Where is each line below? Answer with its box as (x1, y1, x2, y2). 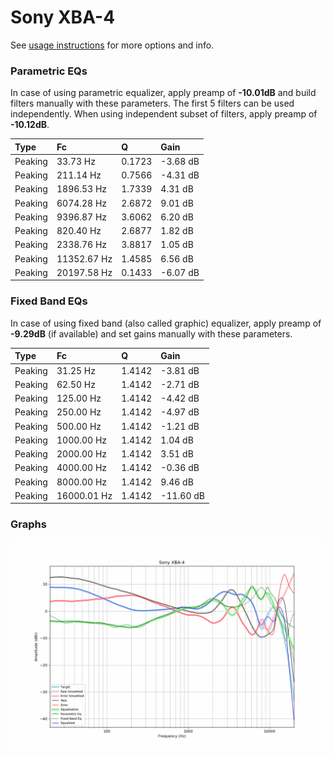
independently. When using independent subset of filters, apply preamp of (10, 108, 318, 120)
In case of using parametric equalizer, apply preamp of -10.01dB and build (10, 87, 317, 99)
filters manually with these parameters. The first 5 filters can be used (10, 97, 295, 110)
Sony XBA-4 (10, 6, 116, 29)
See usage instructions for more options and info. (10, 39, 215, 51)
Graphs (10, 517, 47, 531)
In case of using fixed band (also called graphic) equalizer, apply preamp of (10, 317, 322, 329)
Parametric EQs (10, 64, 88, 78)
